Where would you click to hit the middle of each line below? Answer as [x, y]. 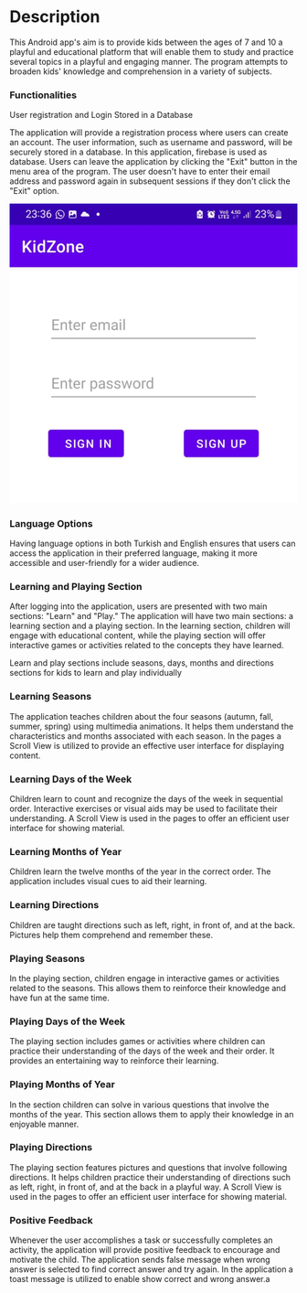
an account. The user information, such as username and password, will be [151, 143]
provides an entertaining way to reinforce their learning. [114, 1061]
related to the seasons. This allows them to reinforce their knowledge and [148, 988]
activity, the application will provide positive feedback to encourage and [145, 1250]
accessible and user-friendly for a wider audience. [104, 563]
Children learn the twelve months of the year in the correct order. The [140, 871]
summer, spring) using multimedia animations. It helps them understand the [152, 726]
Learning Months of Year [65, 851]
